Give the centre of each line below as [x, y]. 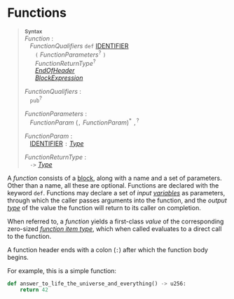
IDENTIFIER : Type [57, 143]
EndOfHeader [55, 71]
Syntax [33, 32]
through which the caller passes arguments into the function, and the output [117, 200]
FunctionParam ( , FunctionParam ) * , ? [84, 122]
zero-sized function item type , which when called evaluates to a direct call [115, 228]
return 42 [34, 290]
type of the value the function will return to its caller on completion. [104, 207]
